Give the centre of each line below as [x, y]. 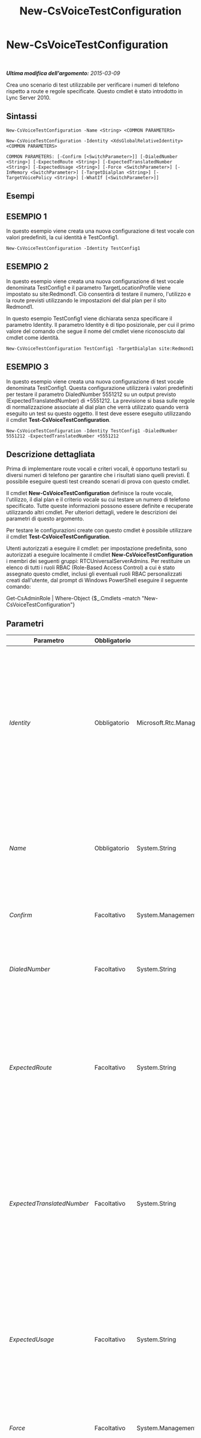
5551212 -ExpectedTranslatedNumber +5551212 [63, 436]
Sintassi [22, 116]
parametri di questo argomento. [45, 519]
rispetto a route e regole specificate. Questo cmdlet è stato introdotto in [95, 91]
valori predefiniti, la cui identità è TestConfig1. [63, 237]
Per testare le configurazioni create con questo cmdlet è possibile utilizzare [99, 531]
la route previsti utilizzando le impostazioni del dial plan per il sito [86, 300]
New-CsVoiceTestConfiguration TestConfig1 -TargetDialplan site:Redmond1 [100, 349]
